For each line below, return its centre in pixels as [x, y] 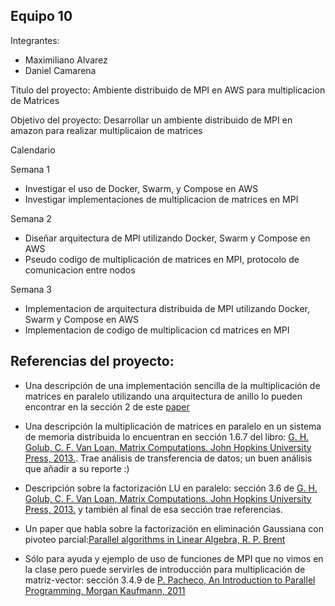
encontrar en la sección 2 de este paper [107, 406]
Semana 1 [30, 169]
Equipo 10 [41, 16]
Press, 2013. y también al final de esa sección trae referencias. [153, 509]
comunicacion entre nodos [80, 270]
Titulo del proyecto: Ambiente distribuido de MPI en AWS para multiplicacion [168, 90]
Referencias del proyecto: [92, 361]
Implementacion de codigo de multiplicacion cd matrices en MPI [157, 330]
